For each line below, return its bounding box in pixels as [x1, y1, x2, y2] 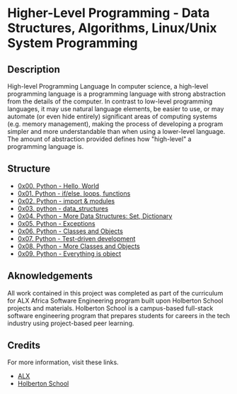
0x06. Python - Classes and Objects [17, 227, 124, 235]
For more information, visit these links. [7, 358, 119, 366]
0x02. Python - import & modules [17, 196, 115, 205]
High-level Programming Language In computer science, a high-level [7, 82, 209, 90]
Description [7, 63, 60, 75]
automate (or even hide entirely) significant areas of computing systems [7, 112, 217, 120]
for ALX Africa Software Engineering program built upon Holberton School [7, 296, 224, 305]
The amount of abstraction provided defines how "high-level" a [7, 135, 192, 143]
